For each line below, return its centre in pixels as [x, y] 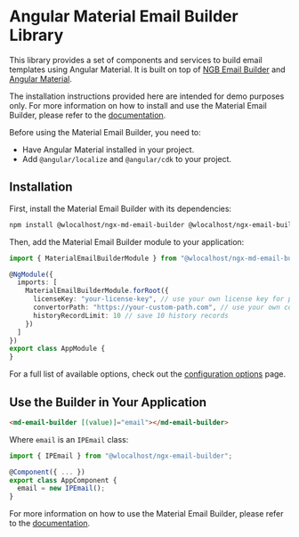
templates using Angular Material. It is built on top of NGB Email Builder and [148, 69]
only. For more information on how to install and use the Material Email [138, 105]
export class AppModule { [57, 349]
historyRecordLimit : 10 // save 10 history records [130, 315]
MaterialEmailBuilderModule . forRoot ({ [97, 291]
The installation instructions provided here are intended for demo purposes [147, 96]
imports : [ [37, 282]
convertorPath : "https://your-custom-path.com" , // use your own [156, 307]
